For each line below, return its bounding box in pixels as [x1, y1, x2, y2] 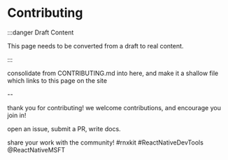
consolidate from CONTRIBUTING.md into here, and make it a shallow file [7, 69, 219, 77]
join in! [7, 111, 27, 119]
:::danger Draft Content [7, 28, 74, 36]
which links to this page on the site [7, 76, 107, 85]
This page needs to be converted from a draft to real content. [7, 41, 184, 50]
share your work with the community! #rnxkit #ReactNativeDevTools [7, 138, 204, 147]
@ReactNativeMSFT [7, 145, 66, 154]
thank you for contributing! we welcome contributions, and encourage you [7, 103, 222, 112]
